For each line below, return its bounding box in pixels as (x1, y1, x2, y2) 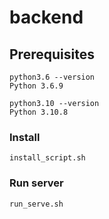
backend (9, 6, 84, 29)
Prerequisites (9, 46, 95, 63)
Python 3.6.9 (9, 81, 64, 91)
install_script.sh (9, 153, 86, 163)
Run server (9, 176, 64, 190)
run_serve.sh (9, 199, 64, 209)
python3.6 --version (9, 72, 96, 82)
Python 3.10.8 (9, 107, 69, 117)
